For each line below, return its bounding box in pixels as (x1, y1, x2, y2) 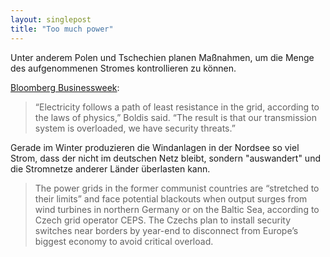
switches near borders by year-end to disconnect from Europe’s (34, 224, 299, 236)
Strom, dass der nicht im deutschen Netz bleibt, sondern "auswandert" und (10, 152, 321, 164)
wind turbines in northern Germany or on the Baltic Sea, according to (34, 203, 320, 215)
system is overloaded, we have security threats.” (34, 122, 236, 134)
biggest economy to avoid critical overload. (34, 235, 214, 247)
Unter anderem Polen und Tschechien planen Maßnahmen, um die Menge (10, 51, 315, 63)
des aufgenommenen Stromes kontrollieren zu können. (10, 62, 237, 74)
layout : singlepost (10, 14, 92, 25)
